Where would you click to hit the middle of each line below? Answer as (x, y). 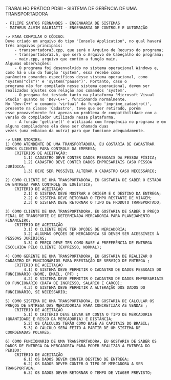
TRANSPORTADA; (20, 368)
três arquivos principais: (34, 46)
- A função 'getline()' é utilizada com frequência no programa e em (90, 122)
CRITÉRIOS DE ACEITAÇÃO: (41, 153)
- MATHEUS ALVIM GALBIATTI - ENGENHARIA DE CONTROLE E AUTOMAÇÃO (76, 28)
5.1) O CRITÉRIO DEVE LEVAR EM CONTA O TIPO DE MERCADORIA (88, 314)
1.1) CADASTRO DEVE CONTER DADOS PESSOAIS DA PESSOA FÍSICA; (90, 158)
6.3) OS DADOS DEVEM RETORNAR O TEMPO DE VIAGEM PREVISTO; (88, 373)
